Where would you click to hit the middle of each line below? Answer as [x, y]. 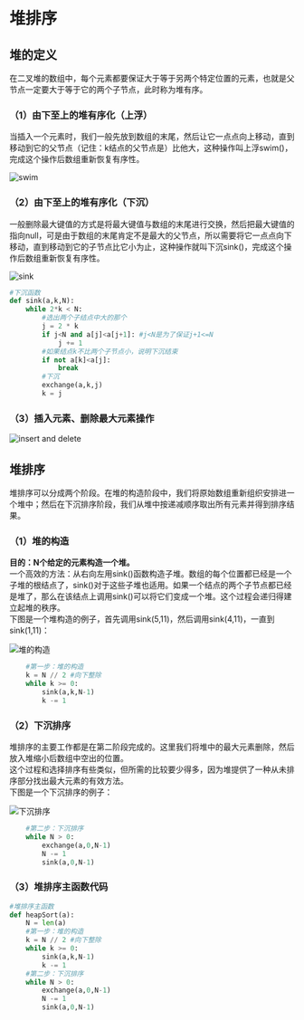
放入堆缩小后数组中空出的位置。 [69, 758]
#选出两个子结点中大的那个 [85, 318]
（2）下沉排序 [40, 725]
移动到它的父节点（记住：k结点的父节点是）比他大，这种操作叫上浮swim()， [151, 148]
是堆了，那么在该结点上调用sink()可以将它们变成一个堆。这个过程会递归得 [147, 596]
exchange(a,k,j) [72, 386]
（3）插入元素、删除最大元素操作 [82, 418]
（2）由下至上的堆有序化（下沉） [82, 203]
